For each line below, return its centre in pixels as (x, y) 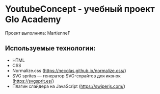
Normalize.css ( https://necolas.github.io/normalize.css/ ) (69, 70)
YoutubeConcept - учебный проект (80, 9)
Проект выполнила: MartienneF (38, 33)
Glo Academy (33, 19)
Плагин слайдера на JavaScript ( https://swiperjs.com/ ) (69, 86)
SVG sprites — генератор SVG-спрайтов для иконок (67, 76)
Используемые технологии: (50, 48)
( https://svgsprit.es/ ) (33, 81)
